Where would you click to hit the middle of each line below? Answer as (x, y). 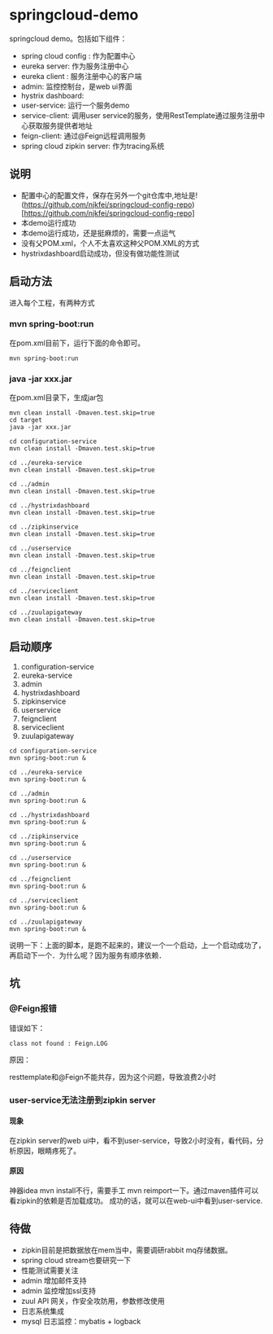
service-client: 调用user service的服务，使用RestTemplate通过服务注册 (139, 115)
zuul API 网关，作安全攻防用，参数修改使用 (93, 1301)
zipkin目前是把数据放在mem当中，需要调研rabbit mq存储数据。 (126, 1250)
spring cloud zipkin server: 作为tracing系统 (93, 146)
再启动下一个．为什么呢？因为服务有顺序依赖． (87, 955)
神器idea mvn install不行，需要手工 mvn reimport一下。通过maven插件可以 (134, 1190)
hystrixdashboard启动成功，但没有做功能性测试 (100, 253)
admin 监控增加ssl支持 (58, 1290)
